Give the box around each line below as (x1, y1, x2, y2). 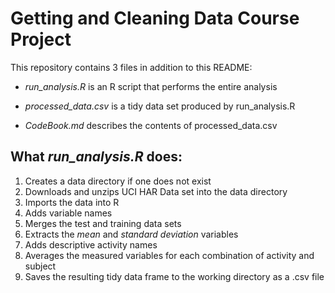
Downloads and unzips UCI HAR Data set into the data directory (24, 185, 288, 197)
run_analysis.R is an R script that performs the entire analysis (24, 80, 278, 92)
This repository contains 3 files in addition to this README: (10, 61, 253, 73)
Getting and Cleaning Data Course (10, 7, 300, 30)
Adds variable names (24, 207, 113, 219)
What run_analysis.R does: (10, 148, 183, 166)
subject (24, 260, 57, 272)
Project (10, 28, 72, 51)
